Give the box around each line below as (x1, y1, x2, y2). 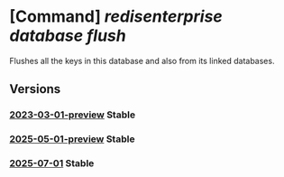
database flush (9, 25, 126, 46)
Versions (9, 81, 61, 97)
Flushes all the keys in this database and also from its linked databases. (9, 55, 275, 66)
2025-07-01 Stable (9, 157, 95, 170)
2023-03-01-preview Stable (9, 108, 136, 121)
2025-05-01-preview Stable (9, 133, 135, 145)
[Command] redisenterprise (9, 6, 223, 27)
